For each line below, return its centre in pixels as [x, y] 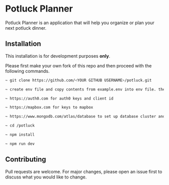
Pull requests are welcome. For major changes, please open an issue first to [84, 171]
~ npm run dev [20, 144]
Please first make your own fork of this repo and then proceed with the [78, 65]
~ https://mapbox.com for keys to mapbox [49, 108]
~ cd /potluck [20, 126]
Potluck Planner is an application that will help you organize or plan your [80, 23]
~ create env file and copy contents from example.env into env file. [81, 89]
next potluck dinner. [26, 28]
